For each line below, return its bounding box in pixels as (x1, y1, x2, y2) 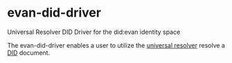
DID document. (7, 48, 51, 57)
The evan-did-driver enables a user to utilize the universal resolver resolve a (7, 41, 225, 49)
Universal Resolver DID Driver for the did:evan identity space (7, 28, 181, 36)
